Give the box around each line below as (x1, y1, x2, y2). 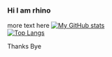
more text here (7, 22, 50, 30)
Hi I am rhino (7, 6, 51, 15)
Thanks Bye (7, 42, 42, 51)
